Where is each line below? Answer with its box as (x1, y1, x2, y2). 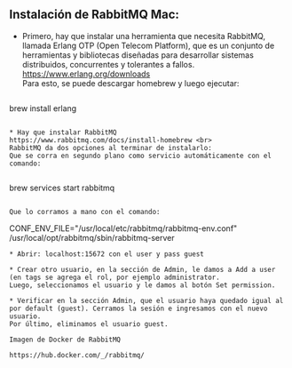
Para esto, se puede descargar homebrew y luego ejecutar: (21, 77, 240, 88)
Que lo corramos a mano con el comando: (9, 207, 162, 216)
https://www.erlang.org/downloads (21, 68, 151, 79)
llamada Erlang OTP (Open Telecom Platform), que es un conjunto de (21, 40, 275, 51)
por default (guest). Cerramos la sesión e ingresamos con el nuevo (9, 304, 268, 313)
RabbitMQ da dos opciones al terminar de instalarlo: (9, 143, 213, 152)
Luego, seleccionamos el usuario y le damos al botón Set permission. (9, 280, 276, 290)
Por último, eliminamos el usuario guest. (9, 319, 169, 328)
